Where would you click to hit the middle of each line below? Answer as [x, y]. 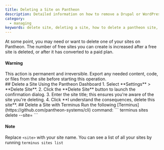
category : [15, 19]
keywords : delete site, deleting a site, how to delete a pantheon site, [82, 28]
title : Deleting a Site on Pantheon [42, 9]
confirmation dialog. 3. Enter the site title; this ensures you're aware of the [80, 94]
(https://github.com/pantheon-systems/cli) [48, 110]
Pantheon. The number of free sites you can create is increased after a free [81, 47]
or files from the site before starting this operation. [56, 79]
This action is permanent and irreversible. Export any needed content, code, [82, 74]
